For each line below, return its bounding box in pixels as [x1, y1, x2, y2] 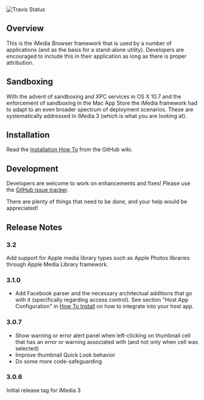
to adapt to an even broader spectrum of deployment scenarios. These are [6, 105, 194, 113]
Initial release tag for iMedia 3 [6, 387, 81, 394]
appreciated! [6, 205, 38, 212]
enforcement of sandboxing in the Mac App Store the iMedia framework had [6, 99, 198, 107]
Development [6, 163, 59, 174]
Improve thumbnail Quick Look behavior [15, 351, 116, 359]
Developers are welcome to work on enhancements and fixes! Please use [6, 180, 191, 187]
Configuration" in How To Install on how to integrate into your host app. [15, 303, 194, 310]
